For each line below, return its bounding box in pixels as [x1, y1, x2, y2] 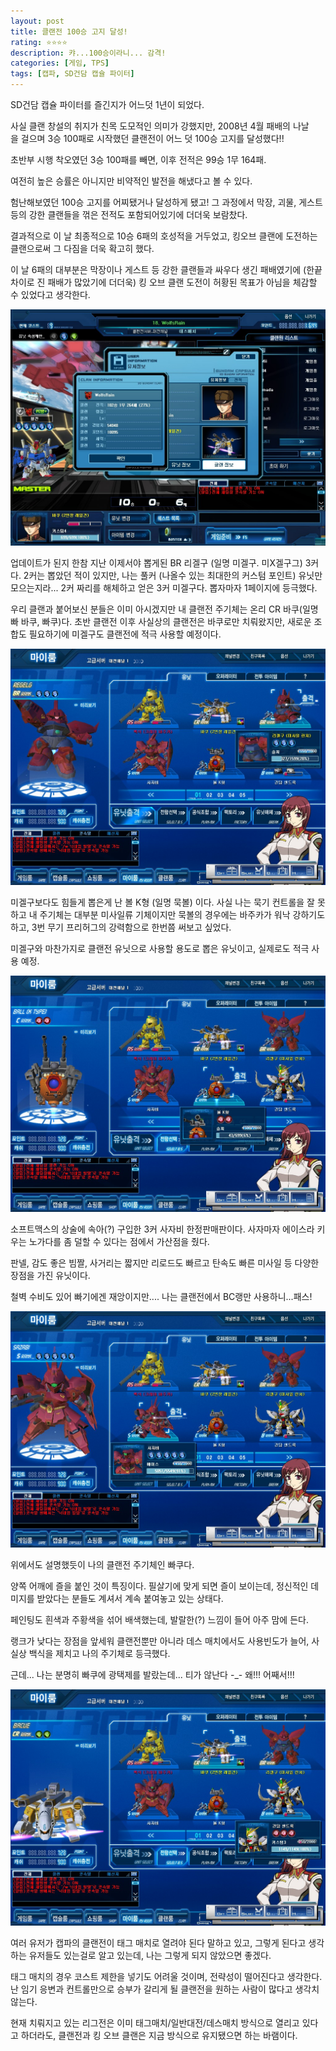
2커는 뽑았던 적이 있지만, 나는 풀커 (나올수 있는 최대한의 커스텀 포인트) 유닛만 [23, 570, 323, 581]
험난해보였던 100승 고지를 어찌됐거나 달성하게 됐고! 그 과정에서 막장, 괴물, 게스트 [10, 196, 323, 208]
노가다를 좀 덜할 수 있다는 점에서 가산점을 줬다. [28, 1236, 210, 1247]
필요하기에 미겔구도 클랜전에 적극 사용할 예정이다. [28, 628, 222, 640]
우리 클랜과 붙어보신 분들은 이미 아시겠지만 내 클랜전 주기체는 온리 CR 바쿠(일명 [10, 603, 319, 615]
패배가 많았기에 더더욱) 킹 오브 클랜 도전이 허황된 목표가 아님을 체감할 [47, 276, 318, 288]
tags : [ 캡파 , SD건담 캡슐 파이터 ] [10, 69, 135, 79]
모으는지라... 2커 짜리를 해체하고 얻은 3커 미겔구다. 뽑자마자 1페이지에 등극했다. [10, 582, 318, 594]
